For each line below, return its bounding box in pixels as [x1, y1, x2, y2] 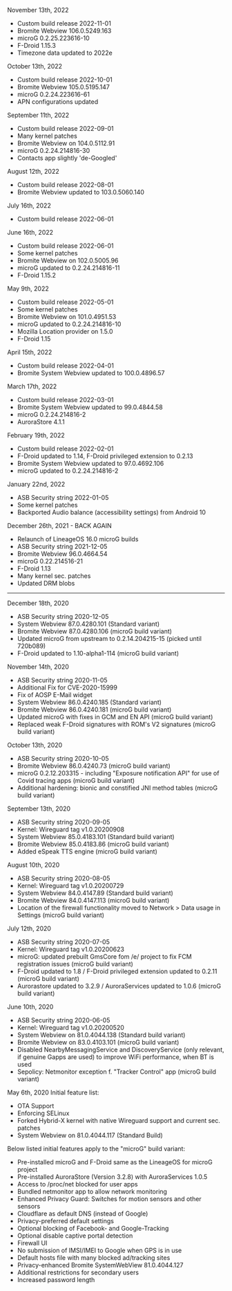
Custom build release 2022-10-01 [17, 75, 113, 84]
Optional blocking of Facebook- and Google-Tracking [17, 1225, 169, 1232]
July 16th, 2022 [7, 201, 52, 210]
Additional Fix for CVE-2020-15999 [17, 683, 117, 692]
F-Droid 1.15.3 [17, 42, 57, 49]
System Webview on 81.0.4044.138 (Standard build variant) [17, 1031, 186, 1039]
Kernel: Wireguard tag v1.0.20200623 [17, 945, 124, 953]
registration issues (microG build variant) [17, 960, 133, 968]
